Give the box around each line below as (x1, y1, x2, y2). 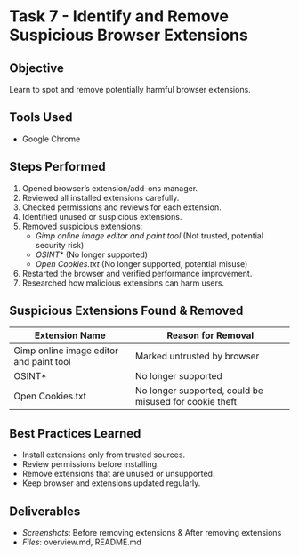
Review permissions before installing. (21, 459, 159, 470)
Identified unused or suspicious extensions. (21, 211, 182, 222)
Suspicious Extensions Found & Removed (9, 303, 244, 318)
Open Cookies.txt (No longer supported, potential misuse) (35, 258, 248, 269)
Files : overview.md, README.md (21, 536, 142, 548)
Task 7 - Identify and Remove (9, 6, 230, 27)
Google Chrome (21, 133, 81, 144)
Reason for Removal (166, 329, 255, 342)
